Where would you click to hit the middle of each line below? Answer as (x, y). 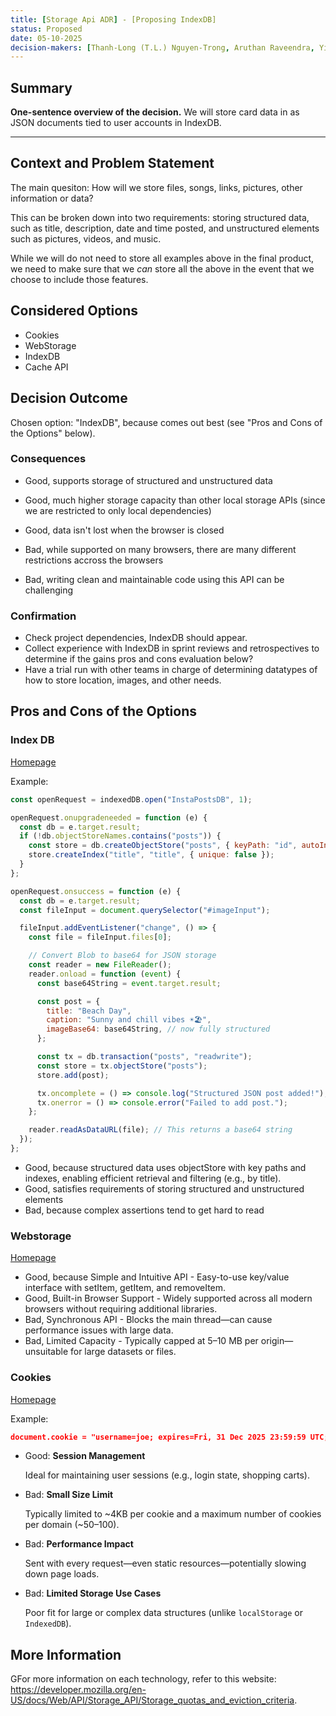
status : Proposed (46, 29)
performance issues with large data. (99, 1330)
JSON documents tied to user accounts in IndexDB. (116, 123)
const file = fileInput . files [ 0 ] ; (100, 937)
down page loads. (62, 1574)
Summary (41, 87)
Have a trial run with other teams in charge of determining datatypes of (171, 670)
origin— (277, 1341)
